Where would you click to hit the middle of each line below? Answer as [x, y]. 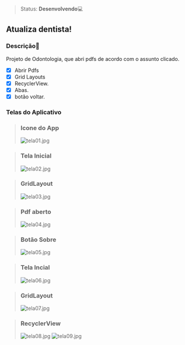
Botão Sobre [38, 240]
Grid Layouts [30, 77]
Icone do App [40, 128]
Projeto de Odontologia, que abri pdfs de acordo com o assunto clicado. [93, 59]
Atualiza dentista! [39, 30]
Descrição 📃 [23, 46]
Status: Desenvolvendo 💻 [52, 9]
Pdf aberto [36, 211]
